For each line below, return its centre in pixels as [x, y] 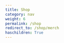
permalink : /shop [23, 23]
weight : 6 [15, 19]
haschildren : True [24, 33]
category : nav [20, 14]
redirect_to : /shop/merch [32, 28]
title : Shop [17, 10]
